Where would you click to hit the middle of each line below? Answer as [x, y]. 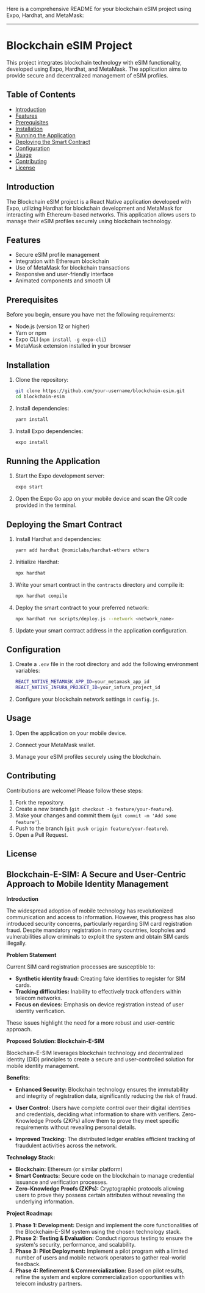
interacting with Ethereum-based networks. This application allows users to [101, 214]
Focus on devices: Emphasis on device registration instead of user [99, 1004]
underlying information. [45, 1202]
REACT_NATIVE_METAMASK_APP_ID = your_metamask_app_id [82, 682]
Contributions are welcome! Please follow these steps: [75, 790]
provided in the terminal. [46, 505]
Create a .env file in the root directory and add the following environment [107, 664]
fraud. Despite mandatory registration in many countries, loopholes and [96, 930]
